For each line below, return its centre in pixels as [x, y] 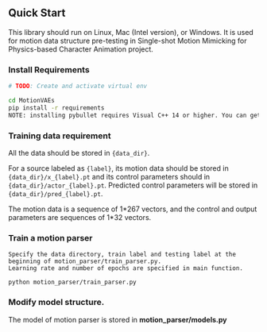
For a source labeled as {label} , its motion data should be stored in [118, 168]
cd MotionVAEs [32, 100]
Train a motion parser [50, 237]
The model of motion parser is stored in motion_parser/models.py [118, 319]
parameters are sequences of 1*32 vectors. [80, 217]
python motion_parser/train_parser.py [72, 282]
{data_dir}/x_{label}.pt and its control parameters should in [109, 176]
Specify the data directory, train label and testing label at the [122, 255]
